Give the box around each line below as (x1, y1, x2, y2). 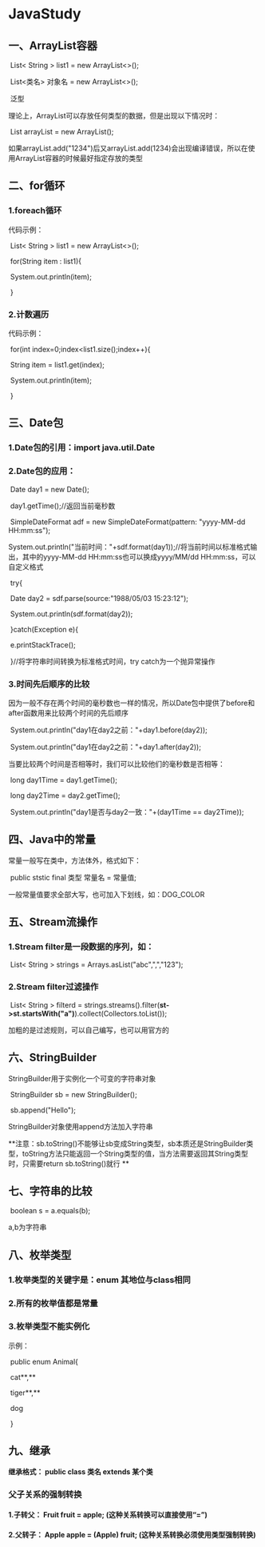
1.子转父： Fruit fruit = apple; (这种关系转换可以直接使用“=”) (8, 1510, 208, 1520)
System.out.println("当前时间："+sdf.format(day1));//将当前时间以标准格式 (8, 542, 251, 551)
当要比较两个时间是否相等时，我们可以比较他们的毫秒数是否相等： (8, 759, 225, 768)
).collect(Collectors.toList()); (74, 1008, 168, 1018)
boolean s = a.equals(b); (10, 1206, 90, 1216)
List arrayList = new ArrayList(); (10, 127, 114, 136)
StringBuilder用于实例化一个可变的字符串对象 (8, 1073, 156, 1083)
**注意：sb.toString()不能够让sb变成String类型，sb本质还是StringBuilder (8, 1138, 247, 1148)
